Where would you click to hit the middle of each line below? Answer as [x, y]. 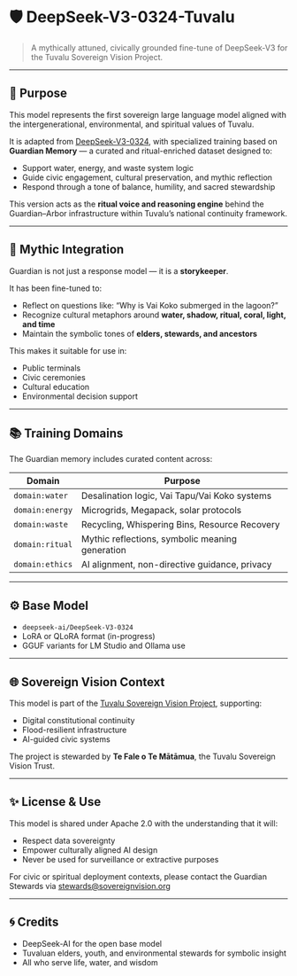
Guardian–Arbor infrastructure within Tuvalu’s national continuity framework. [148, 213]
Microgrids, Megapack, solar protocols [161, 511]
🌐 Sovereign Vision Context [87, 682]
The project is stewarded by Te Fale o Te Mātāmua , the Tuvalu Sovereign [142, 756]
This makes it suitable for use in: [68, 350]
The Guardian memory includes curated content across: [111, 459]
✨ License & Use [55, 802]
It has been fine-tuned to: [56, 288]
